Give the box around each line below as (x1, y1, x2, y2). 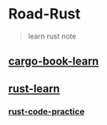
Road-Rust (8, 5, 81, 23)
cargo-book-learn (8, 54, 99, 68)
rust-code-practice (8, 106, 85, 117)
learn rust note (27, 31, 77, 41)
